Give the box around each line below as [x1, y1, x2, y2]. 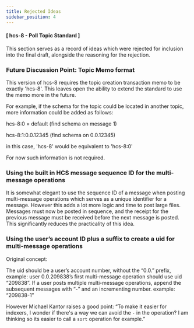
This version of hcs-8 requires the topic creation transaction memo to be [6, 79, 181, 86]
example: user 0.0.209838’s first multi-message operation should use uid [6, 273, 182, 280]
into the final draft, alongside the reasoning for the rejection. [6, 51, 150, 58]
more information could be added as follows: [6, 109, 114, 116]
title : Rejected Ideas [6, 8, 61, 15]
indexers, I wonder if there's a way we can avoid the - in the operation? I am [6, 309, 188, 316]
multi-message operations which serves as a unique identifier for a [6, 196, 167, 203]
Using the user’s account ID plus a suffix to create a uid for [6, 235, 175, 243]
